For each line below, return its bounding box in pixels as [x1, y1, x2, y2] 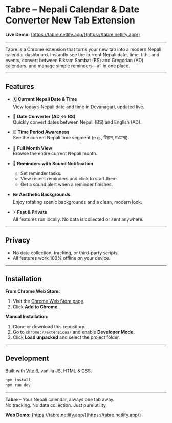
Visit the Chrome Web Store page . [12, 298, 85, 305]
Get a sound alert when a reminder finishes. [20, 181, 113, 187]
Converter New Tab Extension [5, 14, 136, 26]
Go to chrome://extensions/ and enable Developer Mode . [12, 329, 135, 335]
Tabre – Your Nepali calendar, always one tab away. [5, 396, 115, 402]
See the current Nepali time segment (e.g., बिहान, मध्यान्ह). [12, 134, 130, 140]
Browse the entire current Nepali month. [12, 150, 98, 156]
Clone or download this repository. [12, 324, 86, 330]
